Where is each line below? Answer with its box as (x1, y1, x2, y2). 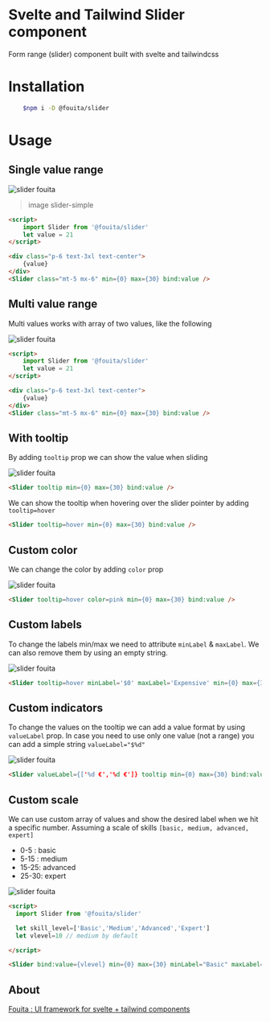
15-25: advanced (19, 863, 76, 872)
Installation (8, 78, 85, 96)
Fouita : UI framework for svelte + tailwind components (8, 1004, 190, 1014)
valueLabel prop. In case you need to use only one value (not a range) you (8, 731, 255, 741)
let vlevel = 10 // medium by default (15, 931, 138, 940)
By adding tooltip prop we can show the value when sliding (8, 453, 208, 462)
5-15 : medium (19, 854, 68, 864)
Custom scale (8, 793, 79, 807)
